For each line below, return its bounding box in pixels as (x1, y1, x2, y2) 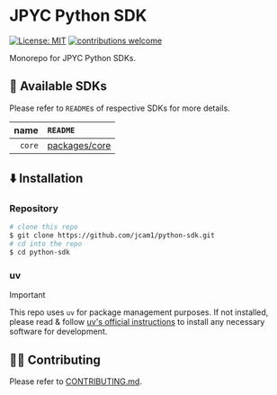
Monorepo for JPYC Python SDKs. (9, 52, 137, 63)
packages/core (47, 139, 112, 151)
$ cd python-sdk (9, 248, 70, 257)
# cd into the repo (9, 239, 83, 248)
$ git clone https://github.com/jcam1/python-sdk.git (9, 231, 216, 240)
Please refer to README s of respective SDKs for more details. (9, 103, 231, 113)
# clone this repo (9, 222, 78, 232)
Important (9, 290, 46, 301)
